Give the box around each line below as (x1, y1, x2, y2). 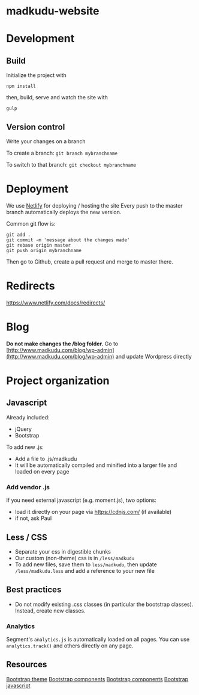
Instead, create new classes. (14, 607, 86, 614)
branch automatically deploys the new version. (6, 208, 122, 215)
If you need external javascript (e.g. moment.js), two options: (6, 496, 157, 504)
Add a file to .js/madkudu (14, 455, 77, 462)
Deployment (6, 182, 69, 196)
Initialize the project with (6, 72, 67, 79)
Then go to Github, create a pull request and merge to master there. (6, 258, 174, 265)
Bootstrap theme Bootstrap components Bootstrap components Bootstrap (6, 675, 189, 682)
